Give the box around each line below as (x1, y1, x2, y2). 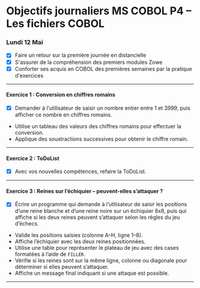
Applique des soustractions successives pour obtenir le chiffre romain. (14, 135, 189, 143)
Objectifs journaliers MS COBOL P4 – (6, 4, 192, 18)
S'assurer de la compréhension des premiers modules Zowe (14, 58, 162, 66)
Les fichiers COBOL (6, 17, 105, 30)
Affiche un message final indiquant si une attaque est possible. (14, 270, 170, 277)
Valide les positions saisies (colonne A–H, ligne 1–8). (14, 231, 143, 239)
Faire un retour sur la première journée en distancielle (14, 52, 146, 59)
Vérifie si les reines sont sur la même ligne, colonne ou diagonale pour (14, 257, 187, 264)
